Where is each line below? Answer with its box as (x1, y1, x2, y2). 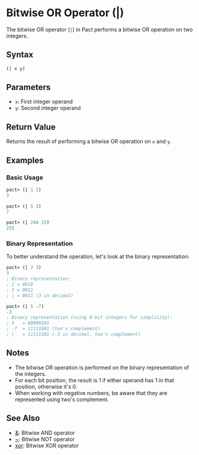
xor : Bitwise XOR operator (14, 442, 79, 449)
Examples (6, 155, 44, 165)
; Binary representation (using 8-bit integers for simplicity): (6, 315, 173, 321)
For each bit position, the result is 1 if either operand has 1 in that (14, 376, 174, 384)
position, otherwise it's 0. (14, 383, 78, 390)
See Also (6, 413, 40, 423)
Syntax (6, 50, 34, 60)
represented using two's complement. (14, 396, 109, 403)
